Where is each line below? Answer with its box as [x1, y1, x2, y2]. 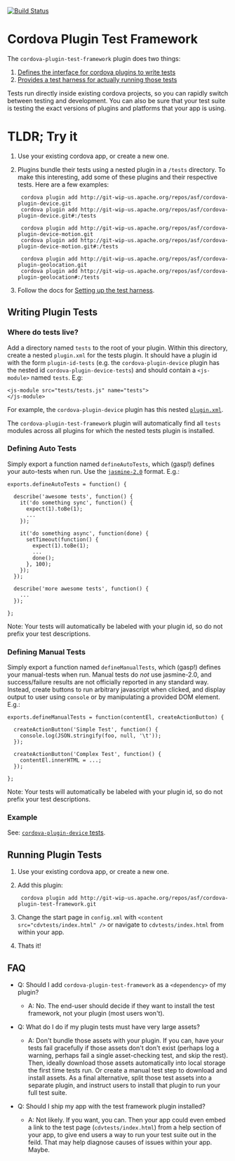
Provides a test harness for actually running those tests [17, 75, 177, 84]
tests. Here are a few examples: [17, 180, 109, 189]
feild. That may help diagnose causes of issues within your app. [27, 1138, 213, 1147]
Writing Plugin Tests [7, 306, 98, 319]
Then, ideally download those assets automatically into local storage [27, 1059, 226, 1067]
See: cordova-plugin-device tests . [7, 828, 106, 837]
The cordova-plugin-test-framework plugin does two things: [7, 54, 181, 62]
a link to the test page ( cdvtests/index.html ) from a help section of [27, 1123, 222, 1132]
